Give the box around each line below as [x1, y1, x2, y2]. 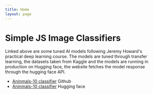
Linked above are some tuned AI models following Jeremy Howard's [5, 48, 143, 54]
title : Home [5, 7, 29, 12]
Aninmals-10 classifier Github [12, 78, 72, 84]
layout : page [5, 12, 32, 16]
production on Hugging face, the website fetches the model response [5, 64, 145, 70]
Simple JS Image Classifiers [5, 32, 121, 44]
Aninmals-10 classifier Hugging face [12, 83, 86, 90]
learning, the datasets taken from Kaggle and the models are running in [5, 59, 149, 64]
